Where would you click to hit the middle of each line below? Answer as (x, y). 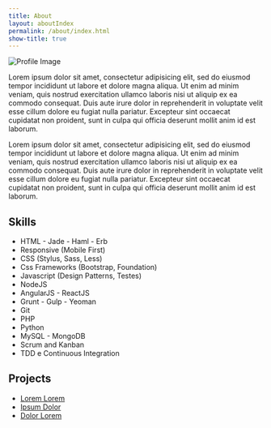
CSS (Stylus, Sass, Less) (61, 259)
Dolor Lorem (41, 415)
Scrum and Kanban (52, 345)
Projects (30, 379)
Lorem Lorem (42, 398)
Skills (22, 222)
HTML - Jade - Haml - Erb (64, 242)
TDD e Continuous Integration (70, 353)
